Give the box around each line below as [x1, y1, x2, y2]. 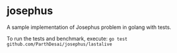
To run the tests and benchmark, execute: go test [6, 35, 128, 42]
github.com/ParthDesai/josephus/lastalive [6, 41, 112, 47]
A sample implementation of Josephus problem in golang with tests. [6, 24, 172, 31]
